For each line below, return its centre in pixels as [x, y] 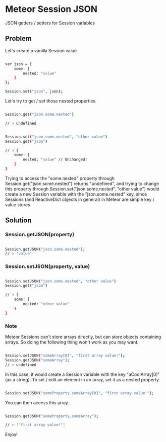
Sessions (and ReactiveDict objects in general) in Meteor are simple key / [80, 199]
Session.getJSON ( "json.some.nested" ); [45, 249]
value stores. [18, 204]
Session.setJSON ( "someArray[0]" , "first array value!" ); [65, 356]
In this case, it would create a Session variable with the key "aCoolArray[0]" [83, 374]
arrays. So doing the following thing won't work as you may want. [72, 342]
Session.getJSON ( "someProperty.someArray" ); [52, 416]
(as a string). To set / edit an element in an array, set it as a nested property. [83, 379]
